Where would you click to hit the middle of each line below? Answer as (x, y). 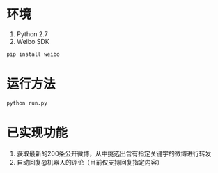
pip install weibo (33, 54)
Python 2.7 (32, 34)
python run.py (27, 103)
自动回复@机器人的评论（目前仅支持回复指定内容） (90, 162)
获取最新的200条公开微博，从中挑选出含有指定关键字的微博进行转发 (114, 153)
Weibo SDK (33, 41)
